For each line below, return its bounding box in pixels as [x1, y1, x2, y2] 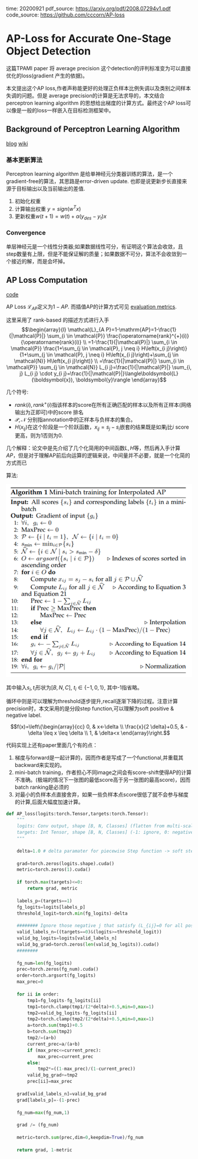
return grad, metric [27, 886, 78, 892]
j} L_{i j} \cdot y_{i [19, 370, 62, 377]
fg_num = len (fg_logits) [16, 960, 72, 966]
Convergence [6, 228, 46, 237]
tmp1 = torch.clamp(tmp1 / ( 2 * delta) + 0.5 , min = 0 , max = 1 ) [27, 1004, 154, 1010]
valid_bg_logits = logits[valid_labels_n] [16, 935, 117, 941]
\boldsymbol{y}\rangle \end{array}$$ [75, 376, 167, 383]
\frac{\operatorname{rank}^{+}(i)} [106, 332, 190, 339]
